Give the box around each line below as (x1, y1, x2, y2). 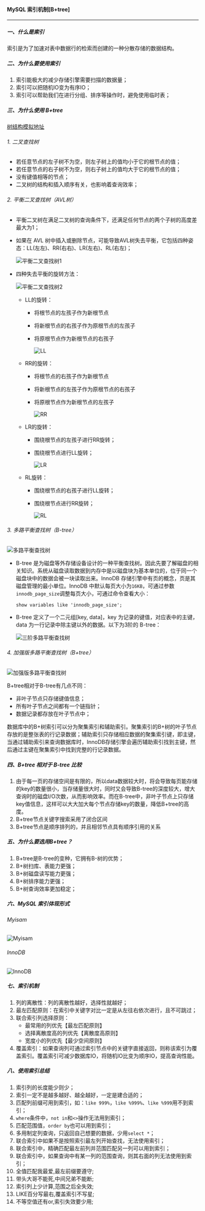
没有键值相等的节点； (15, 174, 69, 181)
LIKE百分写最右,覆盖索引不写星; (15, 1190, 95, 1198)
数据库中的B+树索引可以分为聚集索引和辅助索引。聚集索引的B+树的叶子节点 (7, 723, 197, 730)
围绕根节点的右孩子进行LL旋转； (33, 486, 115, 494)
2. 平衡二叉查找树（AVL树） (7, 195, 77, 203)
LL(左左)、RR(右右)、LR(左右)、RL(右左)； (26, 244, 133, 251)
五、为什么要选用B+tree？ (7, 838, 72, 846)
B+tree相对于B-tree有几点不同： (7, 682, 88, 689)
